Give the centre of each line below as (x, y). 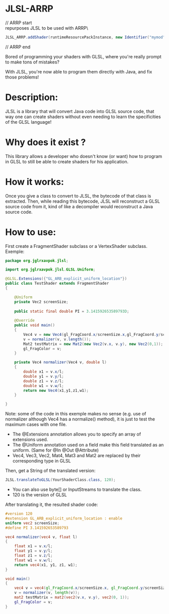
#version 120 (19, 514)
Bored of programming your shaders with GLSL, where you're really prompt (83, 56)
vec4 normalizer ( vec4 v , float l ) (41, 537)
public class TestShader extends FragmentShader (57, 284)
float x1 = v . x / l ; (33, 546)
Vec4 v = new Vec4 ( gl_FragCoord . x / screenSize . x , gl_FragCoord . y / (92, 334)
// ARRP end (18, 47)
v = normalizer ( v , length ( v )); (47, 593)
